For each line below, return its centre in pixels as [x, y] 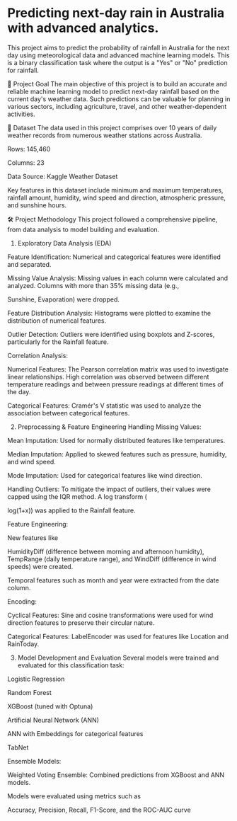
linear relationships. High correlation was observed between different [108, 377]
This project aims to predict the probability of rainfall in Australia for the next [118, 47]
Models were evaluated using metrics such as [74, 796]
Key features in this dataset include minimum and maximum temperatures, [115, 190]
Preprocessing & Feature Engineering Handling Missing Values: [109, 427]
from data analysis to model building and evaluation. [83, 229]
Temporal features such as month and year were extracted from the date [113, 580]
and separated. [29, 264]
